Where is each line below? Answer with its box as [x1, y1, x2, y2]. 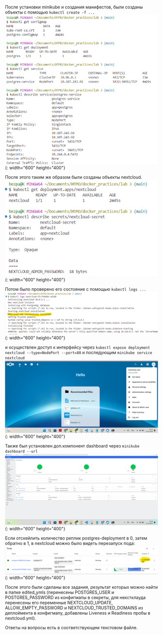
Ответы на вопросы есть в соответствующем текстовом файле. [5, 625, 138, 631]
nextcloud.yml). [5, 616, 36, 621]
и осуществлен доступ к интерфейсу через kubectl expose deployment [5, 344, 150, 350]
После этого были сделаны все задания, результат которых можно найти [5, 584, 158, 590]
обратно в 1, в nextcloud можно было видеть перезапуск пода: [5, 540, 135, 546]
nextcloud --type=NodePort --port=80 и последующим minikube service [5, 350, 152, 355]
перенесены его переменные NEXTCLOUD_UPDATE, [5, 600, 113, 606]
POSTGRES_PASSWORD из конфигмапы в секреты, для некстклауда [5, 595, 146, 600]
